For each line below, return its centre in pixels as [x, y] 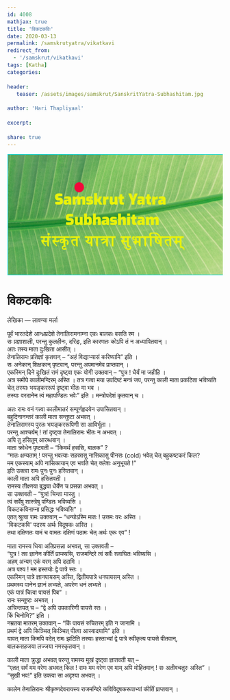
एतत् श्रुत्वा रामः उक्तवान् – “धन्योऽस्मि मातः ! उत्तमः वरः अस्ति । [74, 516]
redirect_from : [29, 51]
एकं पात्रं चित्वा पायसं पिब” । [37, 592]
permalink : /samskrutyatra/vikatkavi [61, 43]
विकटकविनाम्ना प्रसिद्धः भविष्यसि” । [44, 509]
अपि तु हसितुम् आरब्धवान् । [37, 440]
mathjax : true [27, 22]
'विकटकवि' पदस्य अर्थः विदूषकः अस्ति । [50, 525]
